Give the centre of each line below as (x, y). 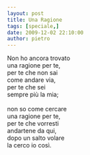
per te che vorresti (33, 124)
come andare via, (31, 80)
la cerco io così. (29, 145)
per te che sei (26, 87)
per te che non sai (32, 73)
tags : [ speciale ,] (33, 26)
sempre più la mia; (33, 95)
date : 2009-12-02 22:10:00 (45, 32)
